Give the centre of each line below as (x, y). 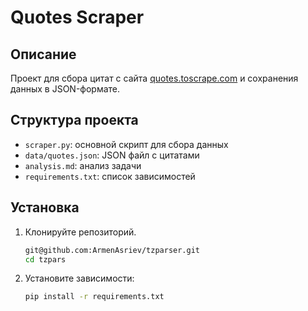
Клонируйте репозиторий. (80, 232)
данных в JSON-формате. (65, 89)
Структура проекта (74, 120)
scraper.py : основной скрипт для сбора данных (126, 144)
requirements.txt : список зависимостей (110, 176)
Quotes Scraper (77, 17)
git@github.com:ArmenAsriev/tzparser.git (112, 250)
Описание (43, 54)
